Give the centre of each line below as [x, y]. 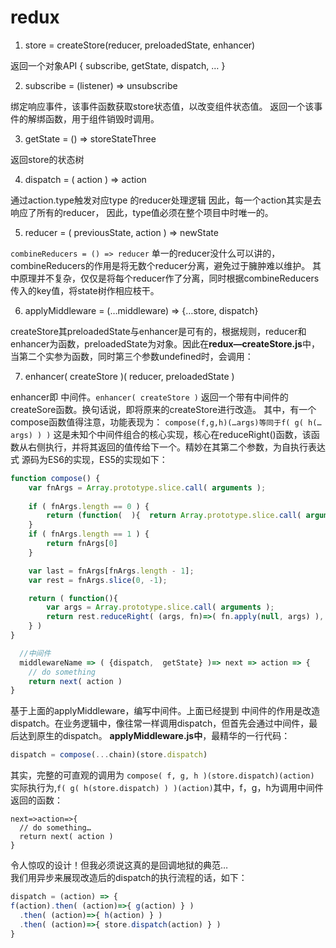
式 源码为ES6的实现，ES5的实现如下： [89, 459]
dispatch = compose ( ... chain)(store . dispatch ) [109, 755]
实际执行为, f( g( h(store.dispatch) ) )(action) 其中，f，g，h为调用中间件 [167, 788]
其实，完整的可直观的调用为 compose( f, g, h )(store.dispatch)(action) [162, 775]
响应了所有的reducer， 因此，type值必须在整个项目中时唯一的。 [142, 212]
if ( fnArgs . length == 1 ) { [89, 534]
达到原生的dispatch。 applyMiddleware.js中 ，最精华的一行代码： [154, 736]
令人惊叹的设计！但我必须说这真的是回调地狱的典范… [119, 865]
